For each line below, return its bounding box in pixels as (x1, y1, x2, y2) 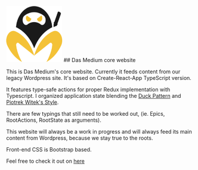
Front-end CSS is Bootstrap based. (6, 146, 92, 153)
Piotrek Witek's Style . (6, 98, 59, 106)
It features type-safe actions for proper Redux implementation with (6, 86, 171, 93)
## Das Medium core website (63, 57, 136, 63)
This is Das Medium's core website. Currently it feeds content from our (6, 68, 181, 75)
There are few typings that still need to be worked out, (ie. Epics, (6, 110, 165, 117)
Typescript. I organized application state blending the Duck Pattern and (6, 92, 181, 99)
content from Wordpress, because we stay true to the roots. (6, 134, 153, 141)
